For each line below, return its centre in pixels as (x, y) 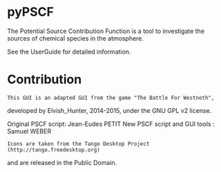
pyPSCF (30, 12)
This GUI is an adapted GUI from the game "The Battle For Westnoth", (111, 98)
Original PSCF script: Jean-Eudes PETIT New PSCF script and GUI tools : (111, 124)
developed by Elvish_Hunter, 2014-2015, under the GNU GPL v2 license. (109, 110)
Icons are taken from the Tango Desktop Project (78, 144)
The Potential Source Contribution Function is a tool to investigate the (106, 31)
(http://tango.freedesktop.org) (54, 150)
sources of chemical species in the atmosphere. (75, 38)
